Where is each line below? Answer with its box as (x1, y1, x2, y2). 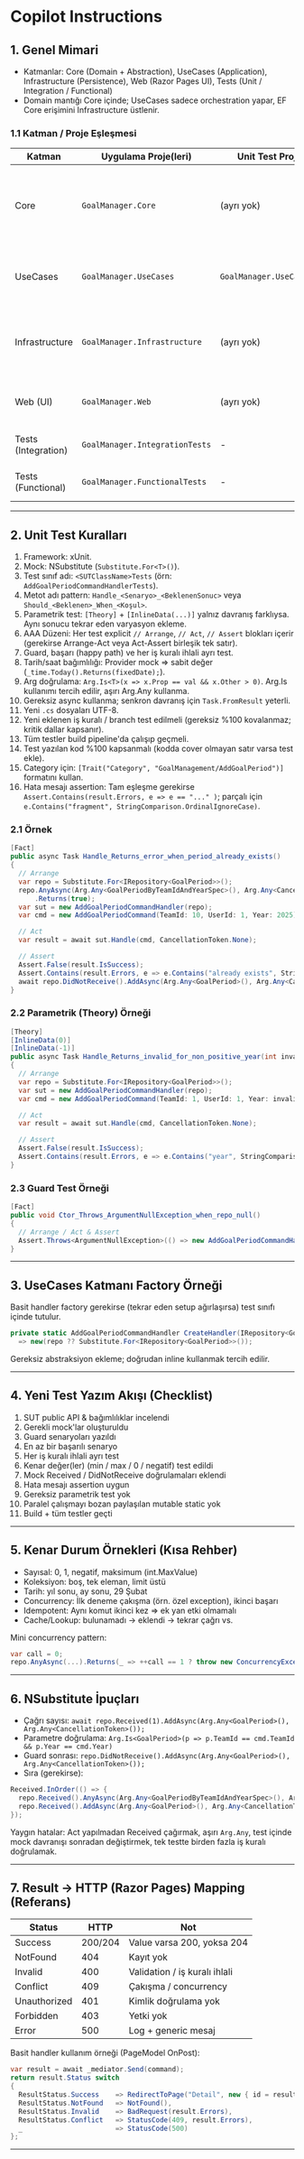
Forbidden (14, 2010, 59, 2023)
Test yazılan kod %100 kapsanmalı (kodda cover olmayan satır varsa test (23, 743, 294, 755)
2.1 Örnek (10, 823, 53, 836)
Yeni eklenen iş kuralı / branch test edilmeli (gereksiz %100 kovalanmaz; (23, 715, 291, 726)
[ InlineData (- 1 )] (10, 1044, 76, 1053)
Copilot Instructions (10, 6, 163, 27)
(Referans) (10, 1895, 71, 1910)
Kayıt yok (128, 1951, 168, 1964)
